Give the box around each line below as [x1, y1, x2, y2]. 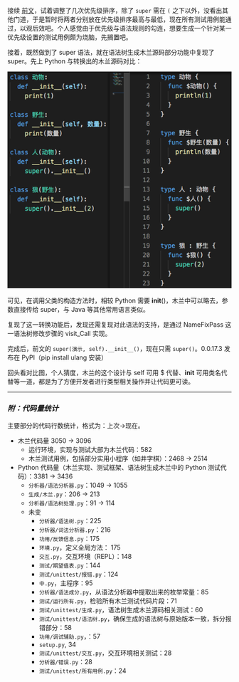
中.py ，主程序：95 [38, 579, 93, 587]
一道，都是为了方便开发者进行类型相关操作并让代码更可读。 [19, 377, 194, 386]
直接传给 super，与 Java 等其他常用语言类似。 [13, 305, 149, 314]
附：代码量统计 [7, 404, 59, 414]
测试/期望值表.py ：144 [38, 561, 101, 570]
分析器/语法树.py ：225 [38, 516, 102, 525]
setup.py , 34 [38, 640, 77, 649]
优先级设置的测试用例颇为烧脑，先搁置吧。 [7, 33, 132, 41]
